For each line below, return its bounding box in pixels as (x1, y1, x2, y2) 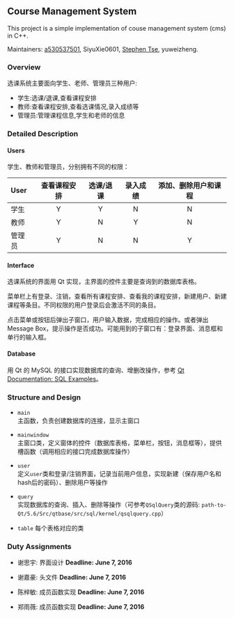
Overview (7, 62, 41, 72)
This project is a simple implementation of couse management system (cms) (7, 24, 226, 32)
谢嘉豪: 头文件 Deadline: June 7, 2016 (17, 573, 127, 582)
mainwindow (17, 431, 49, 438)
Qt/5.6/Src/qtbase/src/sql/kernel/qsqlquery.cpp (17, 510, 162, 517)
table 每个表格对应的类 (17, 523, 84, 532)
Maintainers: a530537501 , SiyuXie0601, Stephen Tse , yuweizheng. (7, 45, 198, 53)
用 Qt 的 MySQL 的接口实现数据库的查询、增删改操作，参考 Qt (7, 365, 185, 374)
